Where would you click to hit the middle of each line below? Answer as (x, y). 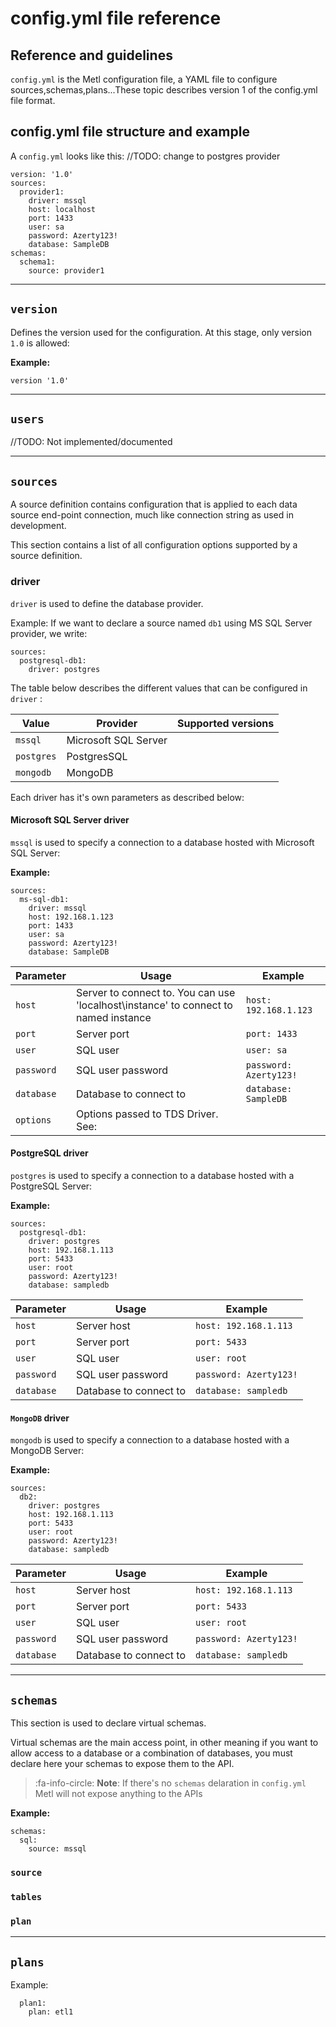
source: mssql (57, 1848)
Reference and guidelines (91, 55)
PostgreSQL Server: (51, 1186)
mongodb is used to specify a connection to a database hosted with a (150, 1440)
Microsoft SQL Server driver (70, 820)
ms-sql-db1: (44, 899)
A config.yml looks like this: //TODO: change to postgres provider (145, 156)
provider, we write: (49, 633)
